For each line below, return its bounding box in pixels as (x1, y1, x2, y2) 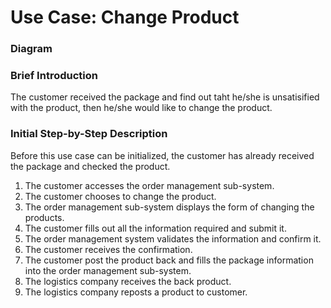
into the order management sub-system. (24, 264, 192, 276)
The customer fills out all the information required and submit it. (24, 222, 287, 234)
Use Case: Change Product (10, 6, 240, 29)
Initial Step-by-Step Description (10, 127, 168, 141)
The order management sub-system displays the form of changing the (24, 201, 315, 213)
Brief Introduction (10, 69, 98, 83)
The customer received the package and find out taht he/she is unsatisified (10, 91, 320, 103)
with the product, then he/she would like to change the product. (10, 102, 273, 114)
